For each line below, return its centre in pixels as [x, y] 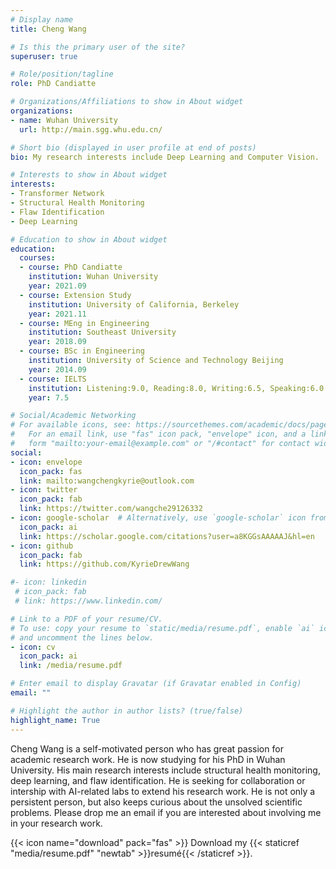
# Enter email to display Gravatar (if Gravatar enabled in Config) [156, 684]
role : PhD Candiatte [53, 84]
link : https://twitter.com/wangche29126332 [111, 509]
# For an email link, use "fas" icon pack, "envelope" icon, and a [158, 434]
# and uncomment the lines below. [82, 637]
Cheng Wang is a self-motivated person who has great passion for [147, 748]
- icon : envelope [46, 462]
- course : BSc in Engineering [82, 351]
